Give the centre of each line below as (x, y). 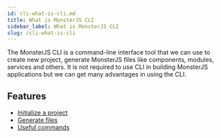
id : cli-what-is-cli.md (42, 13)
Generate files (37, 120)
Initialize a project (42, 113)
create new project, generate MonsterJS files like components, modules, (111, 60)
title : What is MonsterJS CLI (51, 20)
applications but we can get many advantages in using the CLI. (97, 75)
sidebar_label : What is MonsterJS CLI (63, 26)
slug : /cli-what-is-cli (42, 33)
